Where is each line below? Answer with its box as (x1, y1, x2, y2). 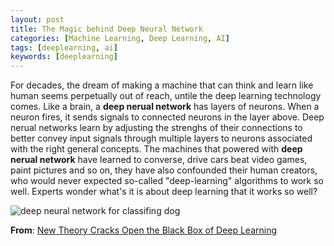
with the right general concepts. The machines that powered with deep (10, 143, 303, 155)
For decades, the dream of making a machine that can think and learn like (10, 79, 314, 91)
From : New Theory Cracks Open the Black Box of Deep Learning (10, 224, 278, 236)
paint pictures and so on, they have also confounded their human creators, (10, 164, 318, 176)
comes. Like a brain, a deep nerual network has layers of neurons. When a (10, 101, 320, 113)
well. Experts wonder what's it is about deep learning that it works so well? (10, 186, 318, 198)
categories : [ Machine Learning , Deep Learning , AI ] (10, 33, 230, 43)
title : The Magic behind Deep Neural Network (10, 24, 203, 34)
